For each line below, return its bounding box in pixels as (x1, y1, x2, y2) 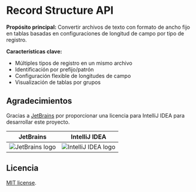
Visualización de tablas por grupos (14, 79, 101, 86)
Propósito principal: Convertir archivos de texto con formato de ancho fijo (6, 23, 191, 31)
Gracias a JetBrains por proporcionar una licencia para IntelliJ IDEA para (6, 112, 185, 119)
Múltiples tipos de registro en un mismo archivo (14, 59, 133, 67)
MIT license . (6, 179, 37, 186)
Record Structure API (6, 4, 114, 17)
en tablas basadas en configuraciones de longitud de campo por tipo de (6, 29, 185, 37)
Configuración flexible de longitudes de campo (14, 72, 131, 79)
